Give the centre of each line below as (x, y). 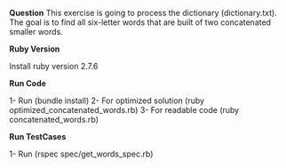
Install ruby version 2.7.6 (54, 66)
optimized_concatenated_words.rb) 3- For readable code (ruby (124, 110)
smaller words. (36, 32)
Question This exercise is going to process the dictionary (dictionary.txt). (143, 13)
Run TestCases (38, 136)
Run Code (28, 83)
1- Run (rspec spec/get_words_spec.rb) (81, 154)
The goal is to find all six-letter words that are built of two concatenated (140, 22)
